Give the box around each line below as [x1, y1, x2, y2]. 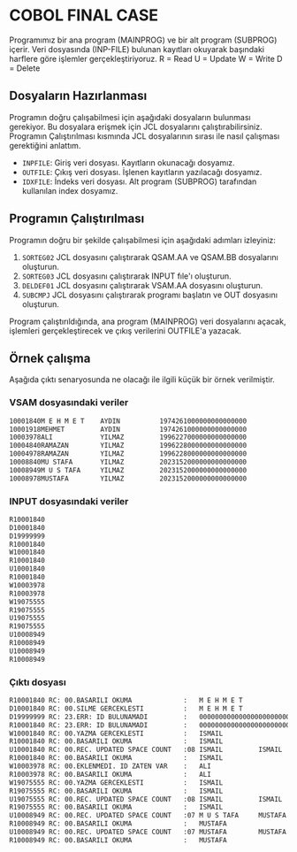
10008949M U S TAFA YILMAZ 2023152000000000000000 [9, 465, 247, 474]
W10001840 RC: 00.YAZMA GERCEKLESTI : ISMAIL [9, 729, 224, 738]
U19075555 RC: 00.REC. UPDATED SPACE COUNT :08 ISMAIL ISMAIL [9, 794, 283, 803]
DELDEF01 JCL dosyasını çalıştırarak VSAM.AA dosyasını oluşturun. [21, 280, 263, 290]
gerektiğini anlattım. [9, 140, 81, 150]
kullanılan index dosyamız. [21, 185, 118, 196]
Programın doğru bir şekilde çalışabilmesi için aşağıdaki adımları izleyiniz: [9, 234, 277, 245]
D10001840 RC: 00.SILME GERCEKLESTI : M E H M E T [9, 704, 243, 713]
